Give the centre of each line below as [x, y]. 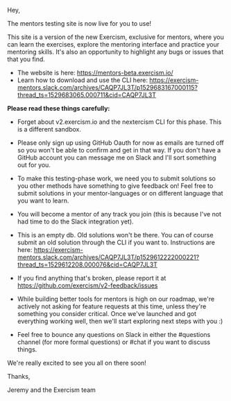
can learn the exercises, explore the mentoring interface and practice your [113, 44]
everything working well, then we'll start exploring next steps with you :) [120, 321]
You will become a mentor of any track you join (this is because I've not [119, 214]
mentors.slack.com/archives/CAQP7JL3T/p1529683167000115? [107, 87]
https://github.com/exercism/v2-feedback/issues [87, 285]
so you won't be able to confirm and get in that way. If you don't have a [119, 150]
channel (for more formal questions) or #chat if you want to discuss [113, 342]
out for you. [34, 165]
